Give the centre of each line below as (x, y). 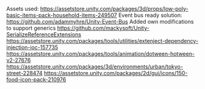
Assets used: (23, 9)
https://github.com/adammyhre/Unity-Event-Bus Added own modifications (100, 21)
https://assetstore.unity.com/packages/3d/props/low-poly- (114, 9)
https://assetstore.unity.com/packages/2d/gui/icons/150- (116, 73)
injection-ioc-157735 (32, 47)
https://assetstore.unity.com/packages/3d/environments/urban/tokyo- (95, 67)
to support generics (31, 28)
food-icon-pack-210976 (36, 79)
